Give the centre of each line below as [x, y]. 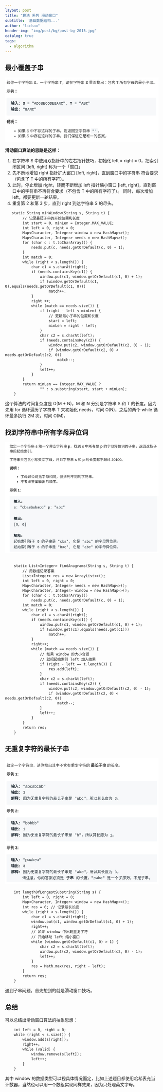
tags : [10, 41]
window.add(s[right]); [45, 1039]
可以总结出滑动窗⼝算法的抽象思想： [41, 1020]
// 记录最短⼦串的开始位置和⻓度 [51, 218]
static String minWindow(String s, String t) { [61, 213]
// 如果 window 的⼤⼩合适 [64, 654]
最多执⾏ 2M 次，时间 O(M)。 [38, 415]
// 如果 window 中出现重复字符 [59, 932]
